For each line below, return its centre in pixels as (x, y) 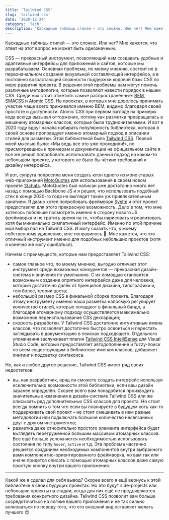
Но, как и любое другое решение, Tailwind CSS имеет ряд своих (75, 365)
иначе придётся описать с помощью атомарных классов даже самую (88, 460)
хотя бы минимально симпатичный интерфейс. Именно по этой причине (83, 223)
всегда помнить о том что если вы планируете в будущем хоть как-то (88, 407)
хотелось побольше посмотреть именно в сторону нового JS (71, 213)
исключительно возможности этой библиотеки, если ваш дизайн (83, 385)
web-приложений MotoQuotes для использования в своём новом (76, 180)
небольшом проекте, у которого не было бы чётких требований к (76, 160)
